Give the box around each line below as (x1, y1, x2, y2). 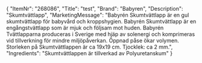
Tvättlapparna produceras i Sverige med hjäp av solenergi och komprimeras (6, 31, 195, 38)
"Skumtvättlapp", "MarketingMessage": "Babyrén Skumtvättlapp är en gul (6, 11, 189, 19)
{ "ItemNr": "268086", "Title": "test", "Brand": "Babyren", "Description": (6, 5, 183, 12)
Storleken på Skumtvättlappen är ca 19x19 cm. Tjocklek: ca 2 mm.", (6, 43, 173, 50)
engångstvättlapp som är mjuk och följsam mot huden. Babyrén (6, 24, 164, 31)
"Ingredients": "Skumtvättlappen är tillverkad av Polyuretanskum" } (6, 50, 173, 56)
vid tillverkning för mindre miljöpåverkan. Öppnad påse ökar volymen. (6, 37, 179, 44)
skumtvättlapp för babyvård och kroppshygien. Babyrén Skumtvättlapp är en (6, 18, 197, 25)
